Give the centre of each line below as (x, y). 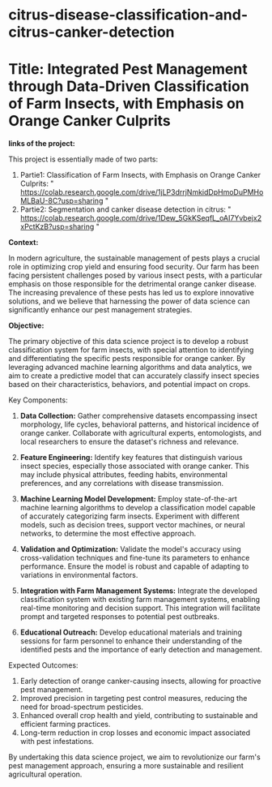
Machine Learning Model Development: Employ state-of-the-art (128, 499)
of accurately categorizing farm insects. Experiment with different (130, 516)
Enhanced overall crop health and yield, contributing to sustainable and (139, 716)
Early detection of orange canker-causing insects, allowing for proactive (140, 681)
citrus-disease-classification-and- (128, 15)
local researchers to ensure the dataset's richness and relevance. (129, 442)
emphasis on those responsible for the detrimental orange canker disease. (132, 284)
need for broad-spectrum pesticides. (82, 707)
